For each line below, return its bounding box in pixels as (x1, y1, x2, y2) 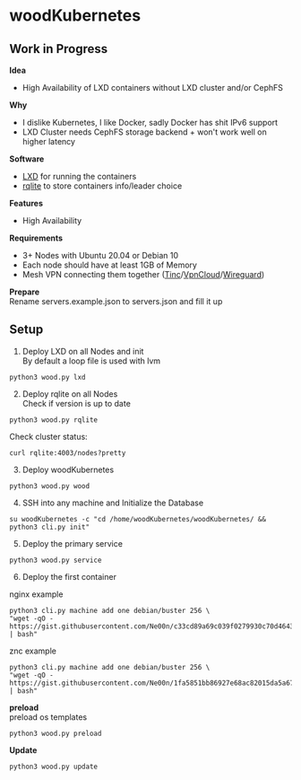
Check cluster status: (9, 431, 88, 442)
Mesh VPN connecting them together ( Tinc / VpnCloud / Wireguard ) (21, 269, 265, 279)
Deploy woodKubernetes (21, 464, 115, 475)
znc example (9, 645, 56, 656)
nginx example (9, 589, 64, 600)
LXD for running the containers (21, 171, 137, 181)
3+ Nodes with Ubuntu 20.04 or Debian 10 (21, 250, 179, 260)
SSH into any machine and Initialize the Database (21, 497, 204, 508)
